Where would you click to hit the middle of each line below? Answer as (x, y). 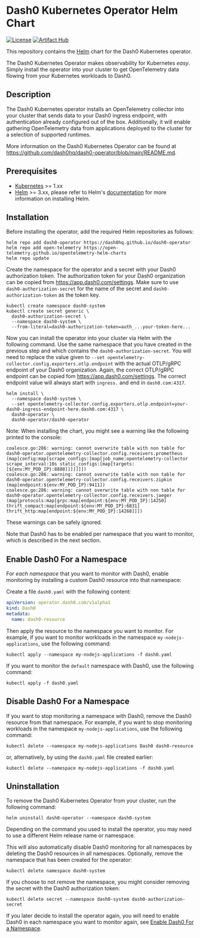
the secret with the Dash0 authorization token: (63, 888)
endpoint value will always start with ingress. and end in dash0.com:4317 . (96, 383)
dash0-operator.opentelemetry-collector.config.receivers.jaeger (89, 496)
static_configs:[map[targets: (97, 464)
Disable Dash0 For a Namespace (68, 702)
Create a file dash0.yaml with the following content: (69, 592)
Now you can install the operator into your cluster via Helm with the (89, 338)
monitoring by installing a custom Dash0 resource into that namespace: (94, 580)
